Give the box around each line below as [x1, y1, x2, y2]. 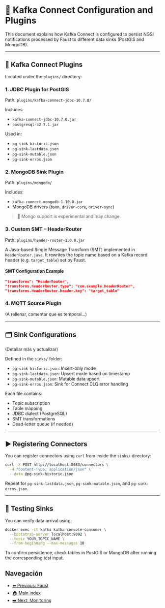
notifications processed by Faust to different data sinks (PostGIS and [5, 36, 144, 42]
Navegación [5, 569, 43, 577]
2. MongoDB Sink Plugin [5, 168, 64, 175]
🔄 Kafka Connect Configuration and [5, 4, 153, 16]
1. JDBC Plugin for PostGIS [5, 86, 70, 93]
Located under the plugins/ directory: [5, 73, 82, 79]
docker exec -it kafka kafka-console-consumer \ [5, 527, 107, 532]
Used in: [5, 131, 22, 137]
